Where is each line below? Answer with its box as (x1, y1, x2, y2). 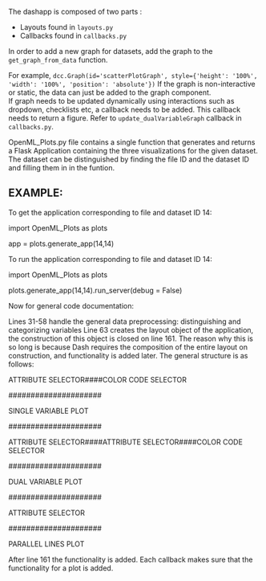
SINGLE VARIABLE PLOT (8, 406, 90, 415)
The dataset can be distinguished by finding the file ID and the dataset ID (8, 154, 250, 164)
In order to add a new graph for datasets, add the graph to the (8, 47, 213, 55)
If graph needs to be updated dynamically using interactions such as (8, 96, 235, 105)
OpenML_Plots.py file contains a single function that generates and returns (8, 137, 256, 147)
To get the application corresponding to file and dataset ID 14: (8, 207, 212, 217)
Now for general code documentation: (8, 301, 135, 310)
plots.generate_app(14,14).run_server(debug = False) (8, 285, 183, 295)
